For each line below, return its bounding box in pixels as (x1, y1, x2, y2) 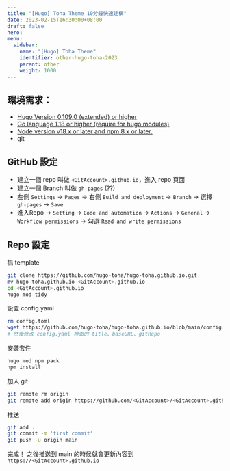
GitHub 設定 (7, 156, 58, 167)
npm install (7, 364, 41, 371)
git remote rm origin (7, 390, 69, 397)
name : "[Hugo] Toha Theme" (19, 49, 97, 55)
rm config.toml (7, 318, 51, 325)
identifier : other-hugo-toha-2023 (19, 55, 118, 62)
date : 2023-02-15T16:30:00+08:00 (7, 16, 103, 23)
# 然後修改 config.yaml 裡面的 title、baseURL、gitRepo (7, 331, 161, 338)
